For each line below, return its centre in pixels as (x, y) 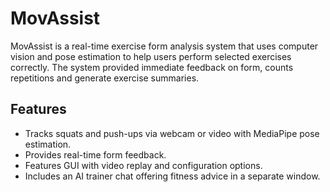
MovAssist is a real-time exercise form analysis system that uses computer (164, 46)
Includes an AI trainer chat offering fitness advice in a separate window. (172, 176)
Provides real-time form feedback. (95, 154)
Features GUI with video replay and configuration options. (143, 165)
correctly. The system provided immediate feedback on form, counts (152, 67)
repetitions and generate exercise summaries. (105, 78)
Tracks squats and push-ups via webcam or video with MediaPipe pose (172, 133)
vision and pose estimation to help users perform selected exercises (151, 56)
